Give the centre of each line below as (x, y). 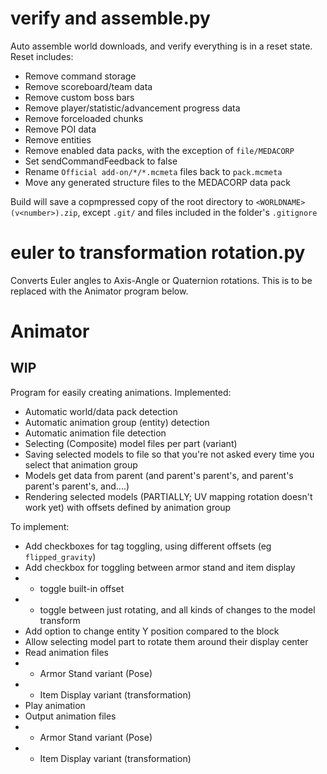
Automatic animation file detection (95, 433)
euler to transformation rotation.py (158, 253)
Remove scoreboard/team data (88, 86)
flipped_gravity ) (60, 556)
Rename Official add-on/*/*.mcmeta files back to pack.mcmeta (153, 171)
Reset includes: (42, 56)
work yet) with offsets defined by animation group (128, 507)
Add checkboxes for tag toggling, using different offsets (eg (148, 546)
